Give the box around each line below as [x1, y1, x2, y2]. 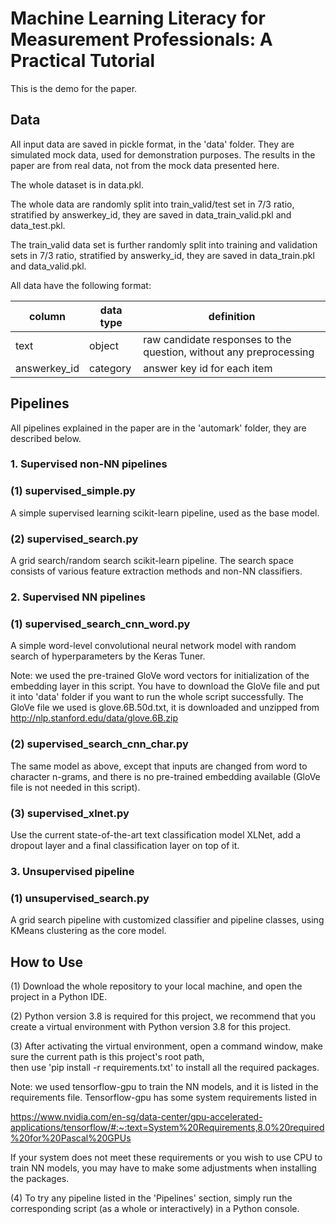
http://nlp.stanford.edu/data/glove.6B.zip [10, 712, 179, 724]
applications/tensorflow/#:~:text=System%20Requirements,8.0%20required [10, 1121, 325, 1133]
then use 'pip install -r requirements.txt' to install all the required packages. [10, 1061, 320, 1073]
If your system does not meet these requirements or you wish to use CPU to [10, 1151, 323, 1163]
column [28, 309, 67, 323]
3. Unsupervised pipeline [10, 864, 135, 878]
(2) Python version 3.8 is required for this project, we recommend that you [10, 1010, 317, 1022]
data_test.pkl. [10, 219, 66, 231]
